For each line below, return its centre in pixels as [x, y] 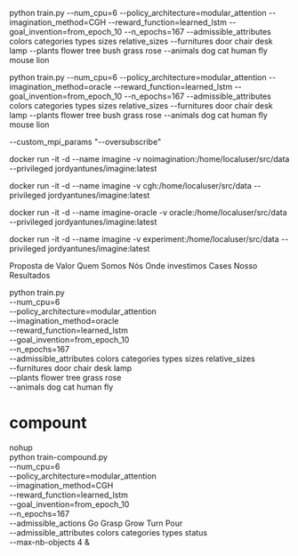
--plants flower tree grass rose [65, 378]
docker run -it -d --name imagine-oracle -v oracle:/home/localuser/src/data [148, 212]
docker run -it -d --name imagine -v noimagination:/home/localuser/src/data [149, 159]
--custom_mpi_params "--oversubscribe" [85, 142]
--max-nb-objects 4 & [50, 542]
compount [48, 423]
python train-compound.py [59, 456]
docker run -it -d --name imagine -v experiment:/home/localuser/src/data [145, 239]
